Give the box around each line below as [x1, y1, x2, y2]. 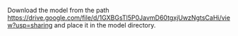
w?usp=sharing [7, 21, 53, 29]
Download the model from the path [7, 6, 110, 14]
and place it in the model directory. [54, 21, 156, 29]
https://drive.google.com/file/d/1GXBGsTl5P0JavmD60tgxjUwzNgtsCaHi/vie [7, 13, 231, 22]
